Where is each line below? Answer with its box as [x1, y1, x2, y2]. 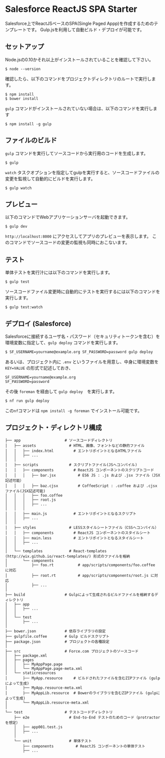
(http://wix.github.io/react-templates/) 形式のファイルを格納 [5, 554, 131, 559]
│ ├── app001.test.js [14, 724, 63, 729]
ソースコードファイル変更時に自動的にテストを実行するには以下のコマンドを [5, 288, 161, 295]
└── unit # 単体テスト [14, 738, 92, 743]
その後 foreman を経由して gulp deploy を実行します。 [5, 388, 117, 394]
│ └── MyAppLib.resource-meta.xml [5, 700, 90, 705]
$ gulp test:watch [5, 305, 43, 310]
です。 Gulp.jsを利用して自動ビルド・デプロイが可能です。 [26, 26, 144, 33]
